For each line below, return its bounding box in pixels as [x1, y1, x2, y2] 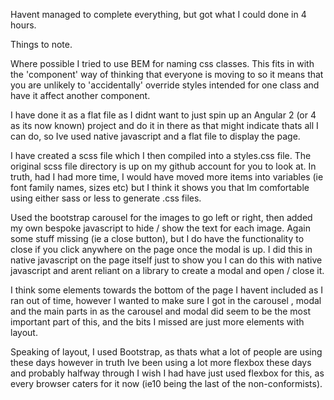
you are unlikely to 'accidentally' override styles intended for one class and [10, 79, 320, 91]
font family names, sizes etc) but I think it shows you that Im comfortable [10, 182, 310, 193]
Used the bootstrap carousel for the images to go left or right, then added [10, 212, 313, 223]
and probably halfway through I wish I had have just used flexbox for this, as [10, 367, 325, 379]
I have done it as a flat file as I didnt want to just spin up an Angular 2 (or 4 [10, 109, 317, 121]
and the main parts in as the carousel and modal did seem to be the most [10, 305, 311, 317]
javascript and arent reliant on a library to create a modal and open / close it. [10, 265, 325, 276]
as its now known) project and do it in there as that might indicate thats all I [10, 120, 319, 131]
